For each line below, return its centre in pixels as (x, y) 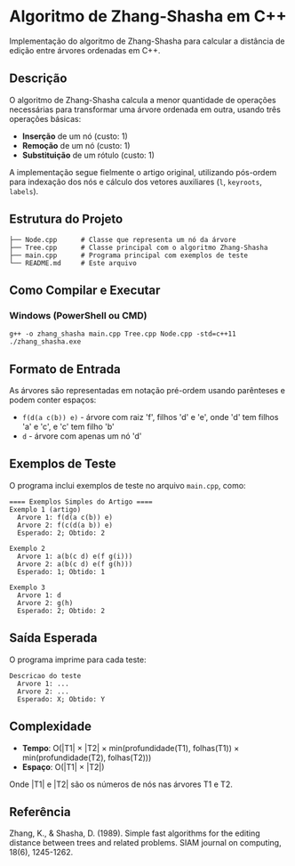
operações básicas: (45, 118)
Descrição (38, 79)
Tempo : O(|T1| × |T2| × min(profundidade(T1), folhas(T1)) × (131, 748)
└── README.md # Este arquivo (73, 263)
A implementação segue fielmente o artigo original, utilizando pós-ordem (143, 172)
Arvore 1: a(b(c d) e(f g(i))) (75, 556)
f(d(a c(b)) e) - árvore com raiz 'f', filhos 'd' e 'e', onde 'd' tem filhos (150, 417)
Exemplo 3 (28, 587)
